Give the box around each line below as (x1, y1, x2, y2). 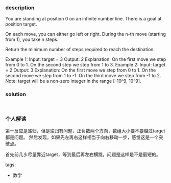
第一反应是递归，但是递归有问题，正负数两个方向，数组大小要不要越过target (5, 127, 165, 134)
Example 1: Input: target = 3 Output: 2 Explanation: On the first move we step (5, 56, 166, 62)
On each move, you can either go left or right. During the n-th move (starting (5, 31, 166, 37)
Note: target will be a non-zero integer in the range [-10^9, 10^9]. (5, 78, 141, 84)
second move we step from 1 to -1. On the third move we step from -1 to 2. (5, 73, 161, 79)
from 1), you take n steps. (5, 36, 59, 42)
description (5, 4, 35, 11)
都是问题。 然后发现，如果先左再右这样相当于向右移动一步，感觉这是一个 (5, 134, 159, 140)
